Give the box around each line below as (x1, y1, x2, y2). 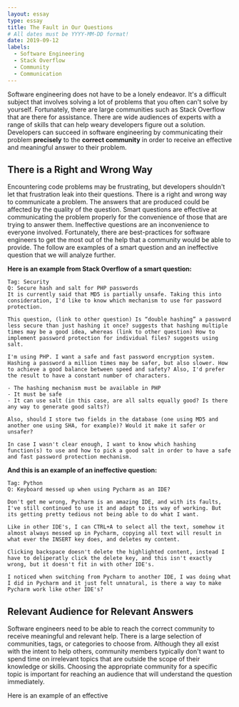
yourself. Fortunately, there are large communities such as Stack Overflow (7, 105, 225, 114)
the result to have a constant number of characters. (7, 372, 171, 379)
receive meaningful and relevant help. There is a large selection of (7, 632, 202, 641)
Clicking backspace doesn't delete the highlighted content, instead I (7, 548, 225, 556)
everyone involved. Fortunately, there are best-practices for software (7, 228, 210, 236)
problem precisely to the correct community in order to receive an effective (7, 135, 233, 144)
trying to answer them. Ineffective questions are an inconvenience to (7, 221, 210, 229)
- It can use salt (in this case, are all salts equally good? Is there (7, 397, 228, 404)
